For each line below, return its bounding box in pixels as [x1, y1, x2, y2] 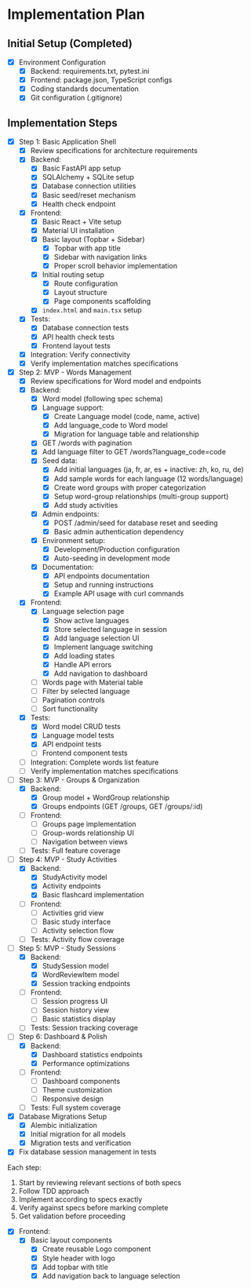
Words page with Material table [42, 677, 144, 687]
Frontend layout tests [42, 341, 111, 350]
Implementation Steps [7, 116, 118, 130]
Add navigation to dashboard [53, 669, 148, 678]
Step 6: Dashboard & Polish [18, 1032, 107, 1042]
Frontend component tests [42, 748, 128, 758]
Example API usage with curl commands [53, 589, 184, 598]
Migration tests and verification [30, 1138, 132, 1148]
